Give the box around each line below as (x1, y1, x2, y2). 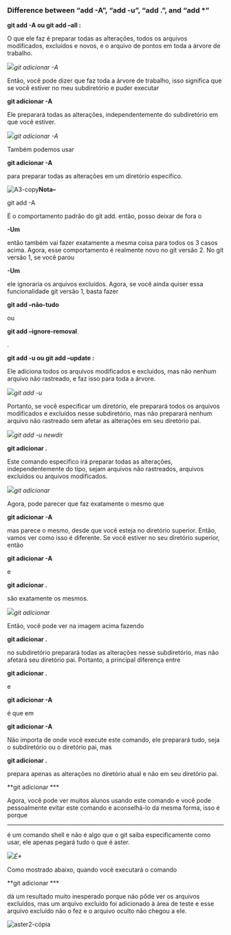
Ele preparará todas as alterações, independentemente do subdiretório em (7, 111, 219, 119)
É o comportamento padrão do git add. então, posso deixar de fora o (7, 212, 202, 220)
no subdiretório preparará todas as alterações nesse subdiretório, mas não (7, 649, 219, 657)
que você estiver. (7, 118, 56, 126)
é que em (7, 709, 34, 718)
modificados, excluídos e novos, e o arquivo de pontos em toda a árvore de (7, 42, 221, 50)
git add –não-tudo (7, 301, 60, 309)
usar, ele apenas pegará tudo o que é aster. (7, 838, 131, 846)
